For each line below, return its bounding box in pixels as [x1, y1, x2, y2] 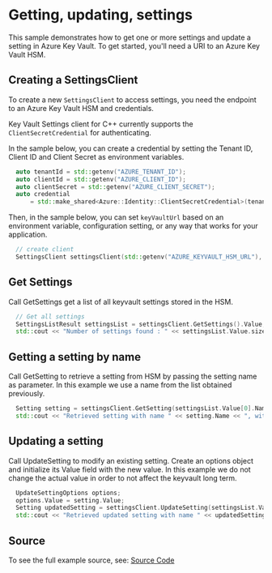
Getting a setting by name [8, 350, 142, 364]
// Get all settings [15, 312, 85, 321]
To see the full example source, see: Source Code [8, 555, 175, 565]
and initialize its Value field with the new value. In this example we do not [8, 464, 251, 474]
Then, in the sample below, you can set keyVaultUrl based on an [8, 212, 224, 222]
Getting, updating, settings [8, 6, 193, 24]
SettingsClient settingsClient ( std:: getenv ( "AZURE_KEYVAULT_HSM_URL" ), [15, 253, 263, 261]
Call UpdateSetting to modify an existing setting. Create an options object [8, 455, 253, 465]
